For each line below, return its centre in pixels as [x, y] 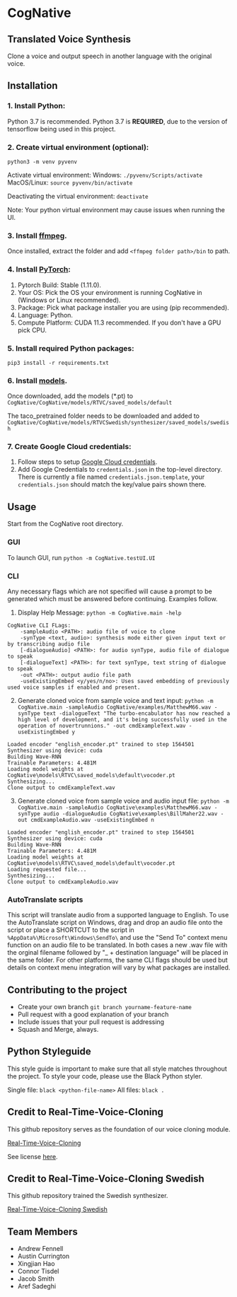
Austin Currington [44, 1256]
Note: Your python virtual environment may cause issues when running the [116, 209]
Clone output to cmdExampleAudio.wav [63, 882]
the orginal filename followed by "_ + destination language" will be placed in [118, 953]
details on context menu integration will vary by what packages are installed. [119, 967]
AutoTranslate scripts [45, 900]
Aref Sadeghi [37, 1286]
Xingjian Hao [36, 1264]
